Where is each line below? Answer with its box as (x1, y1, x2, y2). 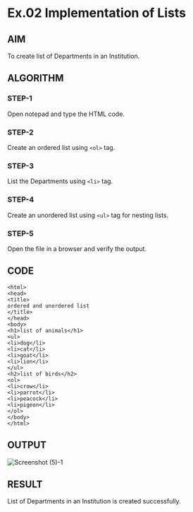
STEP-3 (7, 161, 34, 170)
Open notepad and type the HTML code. (7, 110, 125, 118)
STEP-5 (7, 228, 34, 238)
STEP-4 (7, 194, 35, 204)
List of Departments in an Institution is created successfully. (7, 497, 181, 506)
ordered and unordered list (7, 302, 90, 309)
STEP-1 (7, 93, 33, 103)
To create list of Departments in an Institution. (7, 52, 140, 60)
